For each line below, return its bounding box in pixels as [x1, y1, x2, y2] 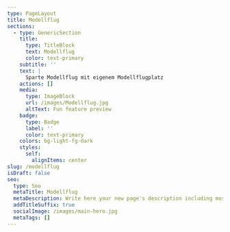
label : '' [25, 125, 53, 132]
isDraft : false [7, 170, 51, 176]
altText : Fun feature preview [25, 106, 112, 113]
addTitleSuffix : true [13, 202, 75, 209]
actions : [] [19, 80, 53, 87]
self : [25, 150, 41, 158]
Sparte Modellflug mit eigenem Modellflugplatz [25, 73, 164, 81]
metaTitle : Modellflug [13, 189, 78, 196]
